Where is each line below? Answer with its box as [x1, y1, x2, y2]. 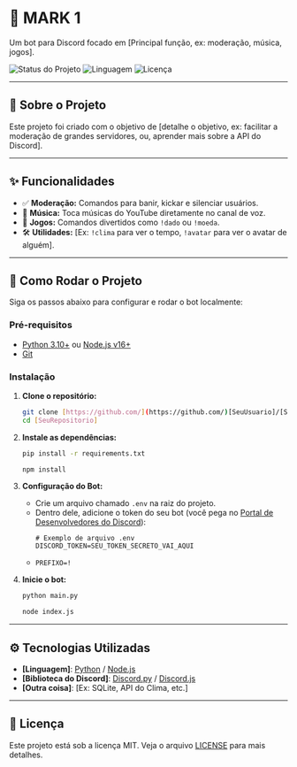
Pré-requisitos [9, 318, 72, 331]
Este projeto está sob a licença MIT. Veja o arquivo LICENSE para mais [9, 740, 266, 750]
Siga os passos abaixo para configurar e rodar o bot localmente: [9, 296, 243, 308]
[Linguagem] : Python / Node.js [21, 663, 136, 675]
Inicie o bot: [21, 574, 67, 585]
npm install [21, 464, 66, 474]
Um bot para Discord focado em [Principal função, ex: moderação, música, [9, 37, 283, 48]
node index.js [21, 608, 74, 617]
